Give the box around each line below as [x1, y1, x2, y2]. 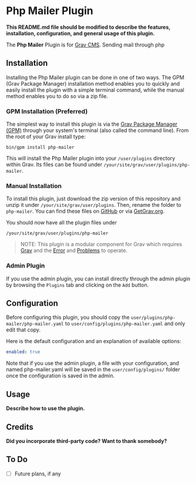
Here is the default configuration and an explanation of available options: [6, 338, 181, 345]
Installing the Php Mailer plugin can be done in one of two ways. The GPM [6, 73, 184, 80]
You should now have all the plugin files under [6, 219, 117, 226]
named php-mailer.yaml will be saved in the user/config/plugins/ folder [6, 366, 180, 373]
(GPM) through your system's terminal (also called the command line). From [6, 127, 189, 134]
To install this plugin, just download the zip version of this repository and [6, 195, 181, 202]
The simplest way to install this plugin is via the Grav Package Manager [6, 120, 178, 128]
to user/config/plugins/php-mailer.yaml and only [65, 320, 185, 327]
